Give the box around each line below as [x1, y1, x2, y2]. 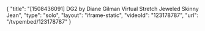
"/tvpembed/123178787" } [6, 18, 72, 25]
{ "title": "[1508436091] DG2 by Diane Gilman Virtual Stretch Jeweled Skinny [6, 5, 199, 12]
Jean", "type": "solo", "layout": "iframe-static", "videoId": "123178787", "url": [6, 12, 199, 19]
